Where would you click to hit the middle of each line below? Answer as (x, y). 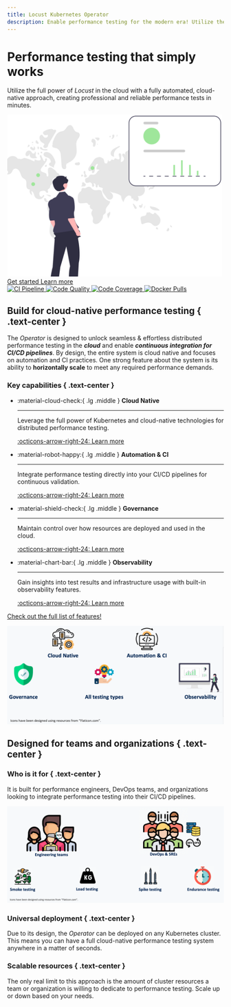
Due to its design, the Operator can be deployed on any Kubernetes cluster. (114, 933)
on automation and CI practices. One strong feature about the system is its (113, 360)
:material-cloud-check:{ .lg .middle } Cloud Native (88, 400)
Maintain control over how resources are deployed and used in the (111, 528)
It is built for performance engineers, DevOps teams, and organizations (108, 789)
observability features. (49, 589)
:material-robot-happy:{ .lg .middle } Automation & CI (93, 454)
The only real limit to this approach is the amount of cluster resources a (108, 981)
